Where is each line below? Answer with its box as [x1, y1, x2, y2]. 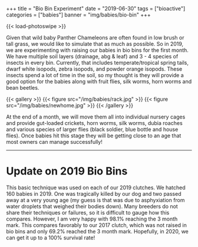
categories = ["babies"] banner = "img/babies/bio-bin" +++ [6, 11, 151, 18]
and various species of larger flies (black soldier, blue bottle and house [6, 126, 179, 133]
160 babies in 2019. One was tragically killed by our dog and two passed [6, 190, 181, 197]
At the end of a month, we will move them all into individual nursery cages [6, 113, 186, 120]
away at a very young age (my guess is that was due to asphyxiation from [6, 196, 185, 203]
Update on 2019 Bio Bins [6, 164, 128, 178]
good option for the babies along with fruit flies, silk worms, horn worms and [6, 78, 192, 85]
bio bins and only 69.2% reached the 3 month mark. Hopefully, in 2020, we [6, 228, 189, 235]
